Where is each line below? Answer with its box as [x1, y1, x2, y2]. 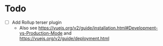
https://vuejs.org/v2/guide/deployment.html [19, 36, 110, 41]
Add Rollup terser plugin [11, 19, 62, 25]
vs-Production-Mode [19, 30, 63, 36]
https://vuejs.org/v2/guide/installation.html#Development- [38, 25, 158, 31]
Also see [19, 25, 38, 31]
